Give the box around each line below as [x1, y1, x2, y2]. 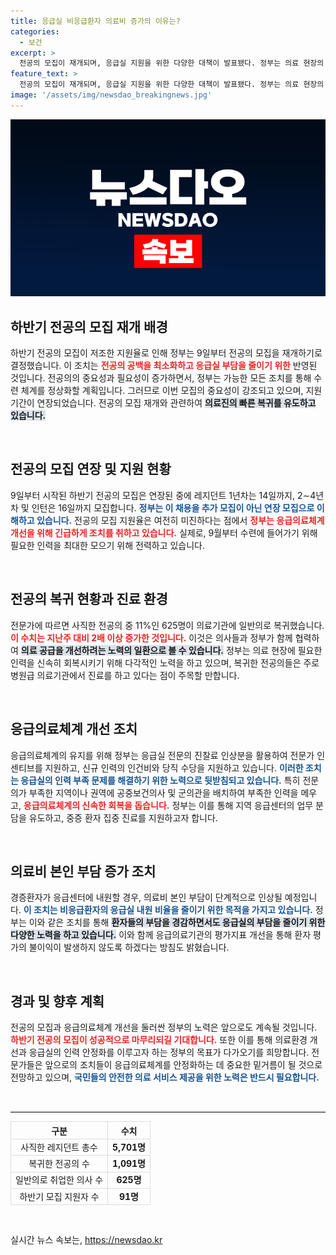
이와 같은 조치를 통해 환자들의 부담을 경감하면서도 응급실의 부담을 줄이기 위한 [28, 916, 326, 929]
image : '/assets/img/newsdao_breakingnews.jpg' [10, 90, 213, 100]
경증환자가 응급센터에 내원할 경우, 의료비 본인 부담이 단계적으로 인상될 [10, 891, 283, 904]
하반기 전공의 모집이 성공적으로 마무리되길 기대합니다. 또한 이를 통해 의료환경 [10, 1034, 308, 1046]
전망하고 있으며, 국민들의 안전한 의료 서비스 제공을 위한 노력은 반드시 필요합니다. [10, 1071, 320, 1084]
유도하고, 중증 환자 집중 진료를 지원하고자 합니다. [28, 811, 218, 824]
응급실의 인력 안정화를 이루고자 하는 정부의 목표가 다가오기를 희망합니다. [28, 1046, 310, 1059]
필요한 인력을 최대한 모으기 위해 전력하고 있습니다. [10, 539, 206, 551]
